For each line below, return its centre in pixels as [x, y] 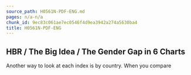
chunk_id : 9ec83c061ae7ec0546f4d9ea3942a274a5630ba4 [72, 22]
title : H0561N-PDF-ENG [34, 28]
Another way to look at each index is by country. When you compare [89, 66]
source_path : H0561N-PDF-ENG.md [45, 11]
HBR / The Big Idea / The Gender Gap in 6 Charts [96, 51]
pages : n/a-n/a [25, 17]
